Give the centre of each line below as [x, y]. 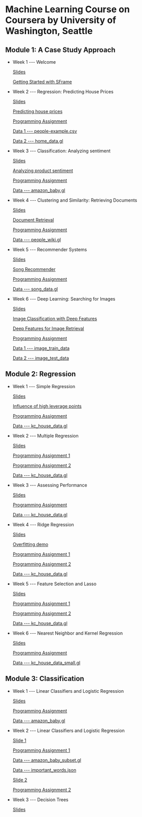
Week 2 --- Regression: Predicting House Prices [63, 92]
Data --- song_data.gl [35, 289]
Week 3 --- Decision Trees [40, 799]
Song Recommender [34, 269]
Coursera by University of [61, 20]
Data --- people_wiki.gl [37, 240]
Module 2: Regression [41, 374]
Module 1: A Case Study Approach [60, 50]
